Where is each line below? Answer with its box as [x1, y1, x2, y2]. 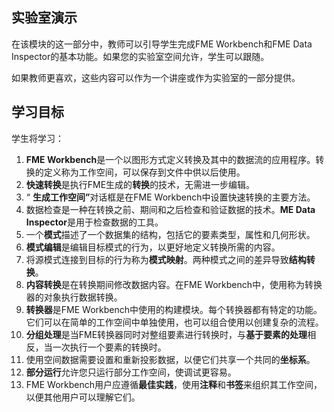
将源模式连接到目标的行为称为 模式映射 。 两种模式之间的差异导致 [25, 253, 289, 265]
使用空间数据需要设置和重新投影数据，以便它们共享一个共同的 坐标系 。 [25, 353, 316, 365]
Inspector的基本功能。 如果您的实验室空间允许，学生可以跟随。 [11, 50, 270, 62]
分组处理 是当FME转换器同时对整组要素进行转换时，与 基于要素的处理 [25, 328, 308, 340]
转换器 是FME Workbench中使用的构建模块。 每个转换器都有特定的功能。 [25, 303, 323, 315]
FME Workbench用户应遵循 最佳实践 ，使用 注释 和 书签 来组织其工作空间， [25, 378, 323, 390]
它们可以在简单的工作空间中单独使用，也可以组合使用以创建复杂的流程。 [25, 316, 324, 328]
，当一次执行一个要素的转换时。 [34, 341, 167, 353]
